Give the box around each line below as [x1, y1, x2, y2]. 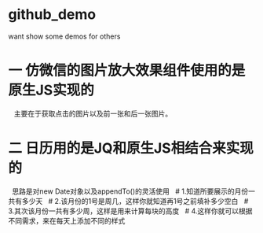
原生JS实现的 [8, 81, 94, 99]
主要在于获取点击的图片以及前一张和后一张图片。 [13, 109, 173, 118]
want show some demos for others [8, 31, 121, 41]
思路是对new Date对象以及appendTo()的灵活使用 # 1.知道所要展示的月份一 [11, 187, 255, 196]
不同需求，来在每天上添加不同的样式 [8, 216, 126, 225]
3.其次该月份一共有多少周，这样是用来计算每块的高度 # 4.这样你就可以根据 [8, 206, 253, 216]
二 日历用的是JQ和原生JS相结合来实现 [8, 139, 254, 157]
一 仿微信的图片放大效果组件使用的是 [8, 61, 246, 80]
